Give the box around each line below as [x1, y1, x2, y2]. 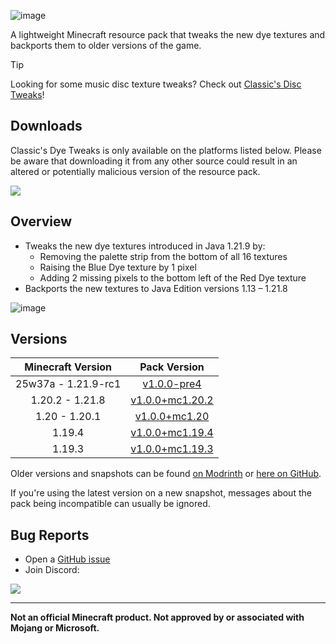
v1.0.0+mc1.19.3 [130, 442, 214, 456]
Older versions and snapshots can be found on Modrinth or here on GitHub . [10, 468, 322, 480]
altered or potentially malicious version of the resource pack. [10, 165, 261, 177]
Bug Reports [10, 526, 90, 544]
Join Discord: [24, 564, 80, 576]
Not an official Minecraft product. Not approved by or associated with [10, 611, 305, 624]
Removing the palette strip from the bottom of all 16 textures [39, 250, 288, 262]
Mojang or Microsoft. [10, 622, 100, 634]
